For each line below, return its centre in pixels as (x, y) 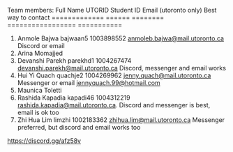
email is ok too (38, 112)
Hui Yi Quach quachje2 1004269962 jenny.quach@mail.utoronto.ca (114, 75)
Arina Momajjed (40, 53)
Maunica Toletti (39, 90)
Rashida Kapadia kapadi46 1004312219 (74, 98)
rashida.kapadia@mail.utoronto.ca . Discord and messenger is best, (114, 105)
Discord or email (41, 46)
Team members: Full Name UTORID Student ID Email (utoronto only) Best (112, 10)
